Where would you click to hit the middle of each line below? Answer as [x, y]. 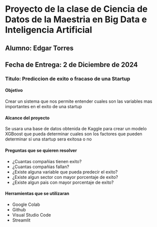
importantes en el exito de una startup [44, 107]
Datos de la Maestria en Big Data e [76, 19]
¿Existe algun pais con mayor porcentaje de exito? [63, 182]
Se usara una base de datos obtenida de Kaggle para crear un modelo [76, 129]
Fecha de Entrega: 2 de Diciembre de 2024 [72, 65]
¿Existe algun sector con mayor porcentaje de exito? [65, 177]
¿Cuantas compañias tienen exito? [47, 161]
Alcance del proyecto [27, 118]
